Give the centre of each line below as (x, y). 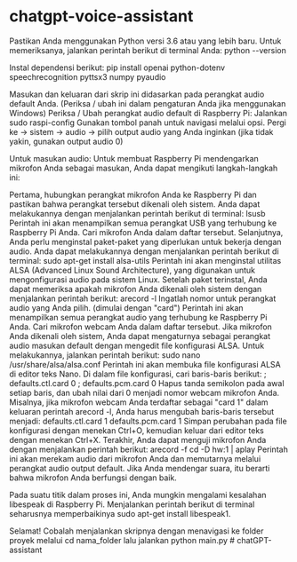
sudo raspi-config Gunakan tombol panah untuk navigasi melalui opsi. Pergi (148, 123)
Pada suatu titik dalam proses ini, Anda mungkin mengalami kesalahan (138, 495)
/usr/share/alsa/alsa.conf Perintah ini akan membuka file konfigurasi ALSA (145, 364)
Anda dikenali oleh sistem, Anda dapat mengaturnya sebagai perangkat (140, 336)
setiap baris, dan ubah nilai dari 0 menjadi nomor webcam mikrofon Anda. (144, 392)
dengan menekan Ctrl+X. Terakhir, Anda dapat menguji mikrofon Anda (138, 439)
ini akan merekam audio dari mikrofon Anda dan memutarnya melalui (135, 458)
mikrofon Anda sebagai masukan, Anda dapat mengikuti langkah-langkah (144, 168)
